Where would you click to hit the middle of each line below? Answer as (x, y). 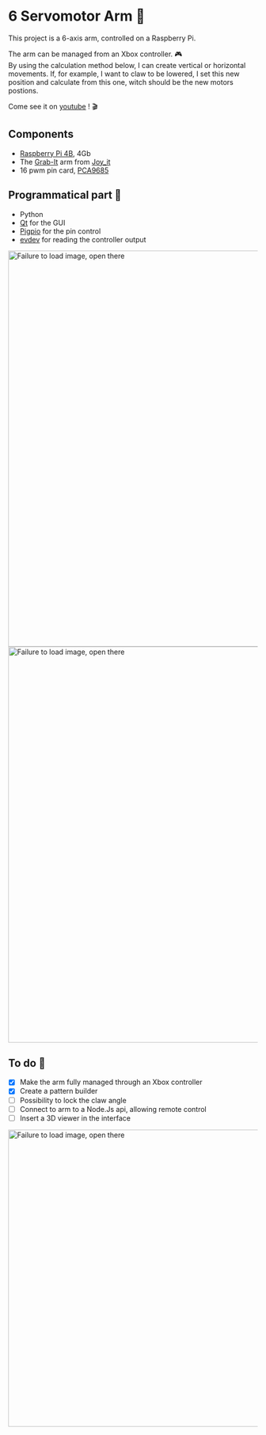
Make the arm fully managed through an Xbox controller (111, 1082)
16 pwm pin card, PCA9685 (64, 170)
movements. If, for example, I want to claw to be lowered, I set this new (124, 74)
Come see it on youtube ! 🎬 (53, 106)
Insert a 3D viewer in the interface (75, 1118)
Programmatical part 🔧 (65, 195)
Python (31, 214)
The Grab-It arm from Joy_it (65, 162)
